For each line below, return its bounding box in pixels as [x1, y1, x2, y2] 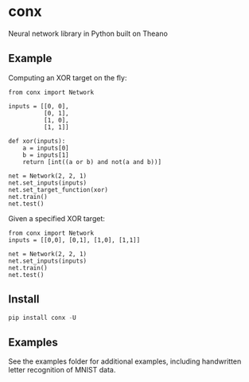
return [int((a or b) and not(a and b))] [22, 158, 161, 166]
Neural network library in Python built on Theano [8, 29, 169, 38]
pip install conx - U [8, 314, 77, 322]
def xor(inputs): [8, 137, 66, 145]
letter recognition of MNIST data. [8, 365, 116, 375]
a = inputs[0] [22, 144, 69, 152]
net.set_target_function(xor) [8, 185, 109, 193]
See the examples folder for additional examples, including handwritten [8, 357, 242, 366]
